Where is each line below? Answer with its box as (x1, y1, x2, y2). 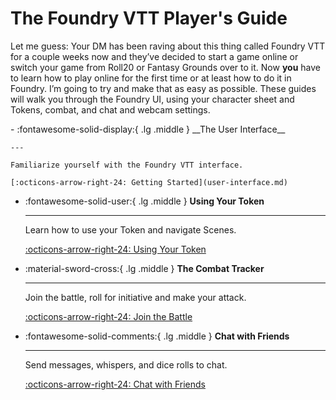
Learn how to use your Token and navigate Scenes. (24, 223, 237, 236)
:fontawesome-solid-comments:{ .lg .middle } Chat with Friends (24, 330, 290, 342)
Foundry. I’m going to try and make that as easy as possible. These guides (10, 82, 317, 94)
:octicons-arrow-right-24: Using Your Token (24, 243, 207, 255)
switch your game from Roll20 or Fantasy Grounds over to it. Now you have (10, 61, 321, 73)
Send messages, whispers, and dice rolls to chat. (24, 358, 228, 371)
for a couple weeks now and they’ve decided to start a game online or (10, 50, 299, 62)
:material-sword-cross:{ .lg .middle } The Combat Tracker (24, 262, 265, 274)
